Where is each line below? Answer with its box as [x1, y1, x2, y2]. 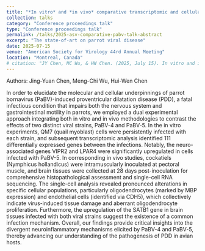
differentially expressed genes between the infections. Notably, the [6, 141, 175, 148]
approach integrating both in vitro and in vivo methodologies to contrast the [6, 114, 196, 122]
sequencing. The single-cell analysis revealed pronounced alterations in [6, 180, 187, 187]
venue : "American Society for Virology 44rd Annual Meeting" [6, 49, 165, 55]
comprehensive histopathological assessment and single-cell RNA [6, 173, 173, 181]
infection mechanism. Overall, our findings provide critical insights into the [6, 219, 193, 227]
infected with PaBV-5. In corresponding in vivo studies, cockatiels [6, 154, 172, 161]
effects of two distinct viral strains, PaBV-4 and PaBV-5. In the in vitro [6, 121, 181, 129]
